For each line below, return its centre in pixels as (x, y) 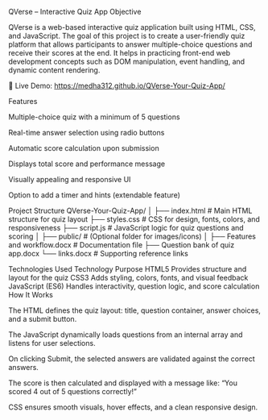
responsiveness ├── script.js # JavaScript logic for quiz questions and (126, 228)
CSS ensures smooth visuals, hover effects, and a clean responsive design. (133, 407)
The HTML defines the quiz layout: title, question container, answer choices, (135, 310)
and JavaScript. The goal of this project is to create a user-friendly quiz (127, 36)
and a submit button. (43, 319)
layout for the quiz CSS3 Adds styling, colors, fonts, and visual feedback (128, 278)
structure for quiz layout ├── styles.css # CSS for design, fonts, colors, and (134, 219)
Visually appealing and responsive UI (70, 179)
